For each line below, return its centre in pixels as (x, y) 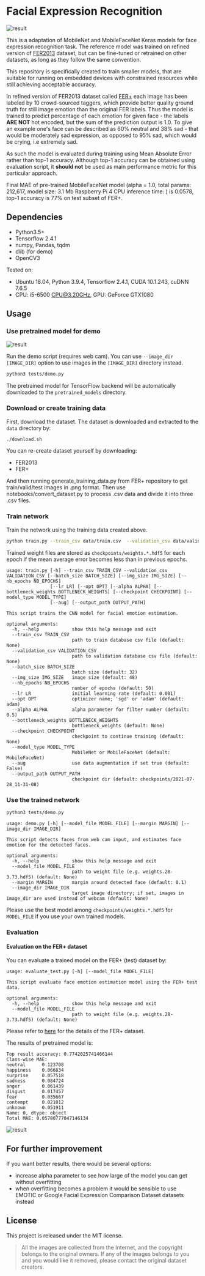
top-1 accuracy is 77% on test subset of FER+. (65, 198)
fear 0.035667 (35, 1097)
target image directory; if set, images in (128, 893)
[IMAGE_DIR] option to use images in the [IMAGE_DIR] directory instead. (95, 363)
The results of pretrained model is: (50, 1043)
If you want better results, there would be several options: (79, 1163)
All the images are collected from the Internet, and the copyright (102, 1247)
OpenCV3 (28, 258)
